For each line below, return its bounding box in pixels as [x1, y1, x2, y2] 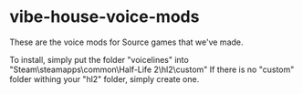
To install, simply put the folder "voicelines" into [9, 54, 189, 65]
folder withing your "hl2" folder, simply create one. [9, 73, 200, 84]
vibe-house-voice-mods [9, 6, 200, 27]
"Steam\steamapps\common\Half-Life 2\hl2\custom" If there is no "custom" [9, 64, 295, 75]
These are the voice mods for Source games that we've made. [9, 37, 244, 47]
